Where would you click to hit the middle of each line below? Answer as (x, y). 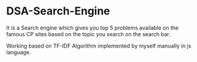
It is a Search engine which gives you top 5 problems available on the (92, 28)
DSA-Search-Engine (58, 11)
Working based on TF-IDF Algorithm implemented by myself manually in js (99, 46)
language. (19, 52)
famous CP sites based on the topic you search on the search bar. (89, 34)
